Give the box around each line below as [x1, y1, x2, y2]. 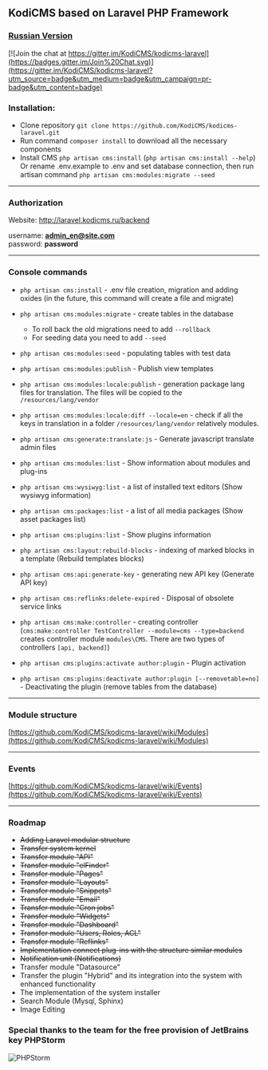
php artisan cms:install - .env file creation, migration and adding [19, 285, 238, 294]
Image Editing [19, 1005, 65, 1014]
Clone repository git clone [19, 120, 109, 130]
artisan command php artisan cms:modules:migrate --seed [19, 169, 215, 179]
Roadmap [8, 817, 46, 828]
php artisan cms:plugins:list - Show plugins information [19, 530, 211, 539]
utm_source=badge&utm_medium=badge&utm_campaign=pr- [8, 73, 212, 83]
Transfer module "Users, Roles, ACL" [19, 929, 141, 938]
